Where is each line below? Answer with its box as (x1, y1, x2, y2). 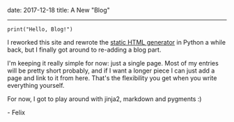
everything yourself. (7, 82, 65, 89)
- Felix (7, 108, 26, 116)
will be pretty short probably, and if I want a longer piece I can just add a (7, 66, 215, 75)
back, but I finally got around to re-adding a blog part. (7, 45, 162, 54)
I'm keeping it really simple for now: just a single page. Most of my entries (7, 59, 219, 67)
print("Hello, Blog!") (7, 26, 73, 33)
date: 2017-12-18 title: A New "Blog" (7, 6, 110, 14)
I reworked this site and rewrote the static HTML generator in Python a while (7, 38, 226, 46)
